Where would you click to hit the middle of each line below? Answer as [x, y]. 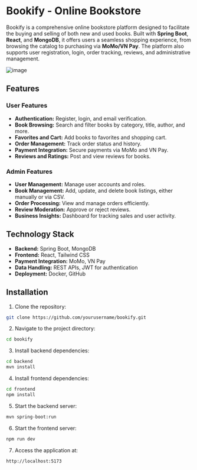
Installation [27, 292]
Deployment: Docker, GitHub [50, 274]
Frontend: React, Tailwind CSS [52, 255]
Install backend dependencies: [52, 351]
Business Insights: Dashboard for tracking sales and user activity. [95, 215]
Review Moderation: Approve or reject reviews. [73, 209]
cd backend [19, 362]
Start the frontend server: [45, 428]
